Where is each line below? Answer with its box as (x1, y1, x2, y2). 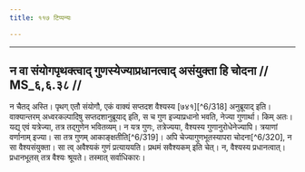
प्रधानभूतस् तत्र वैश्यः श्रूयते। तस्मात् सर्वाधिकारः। (9, 152, 146, 163)
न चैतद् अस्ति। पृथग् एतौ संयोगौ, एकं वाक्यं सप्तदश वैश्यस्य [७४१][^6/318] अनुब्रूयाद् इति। (9, 101, 272, 112)
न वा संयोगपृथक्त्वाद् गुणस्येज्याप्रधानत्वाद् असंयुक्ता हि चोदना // (9, 63, 270, 79)
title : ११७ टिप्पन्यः (9, 13, 72, 23)
